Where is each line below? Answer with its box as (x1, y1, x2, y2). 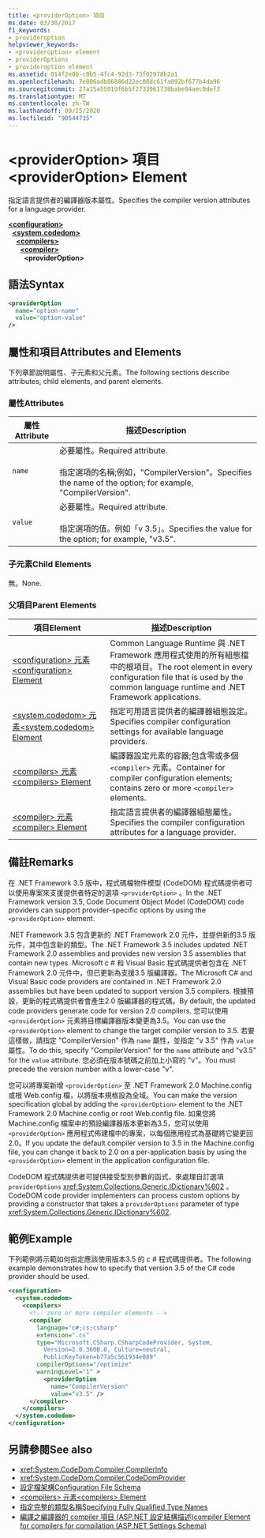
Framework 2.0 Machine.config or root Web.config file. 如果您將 (8, 1108, 216, 1118)
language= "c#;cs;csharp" (36, 1324, 118, 1332)
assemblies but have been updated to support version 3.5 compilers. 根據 (8, 986, 248, 995)
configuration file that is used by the (110, 671, 244, 683)
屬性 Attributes (8, 397, 65, 408)
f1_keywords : (8, 26, 51, 34)
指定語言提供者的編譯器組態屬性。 (110, 807, 237, 818)
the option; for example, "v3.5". (58, 534, 176, 545)
